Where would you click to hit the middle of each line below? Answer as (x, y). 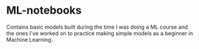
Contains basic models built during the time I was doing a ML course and (97, 27)
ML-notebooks (44, 10)
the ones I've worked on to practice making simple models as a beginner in (100, 33)
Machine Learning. (30, 39)
